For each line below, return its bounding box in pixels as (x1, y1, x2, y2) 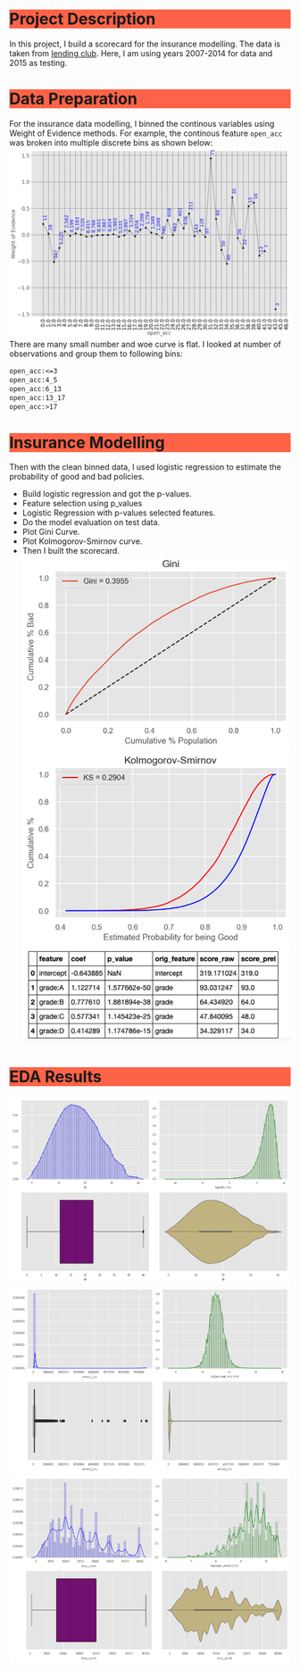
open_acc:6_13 (9, 385, 62, 394)
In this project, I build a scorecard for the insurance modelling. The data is (9, 38, 281, 49)
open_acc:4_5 (9, 376, 58, 385)
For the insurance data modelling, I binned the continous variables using (9, 118, 275, 129)
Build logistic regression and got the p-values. (21, 488, 192, 499)
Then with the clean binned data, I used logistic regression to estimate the (9, 462, 281, 472)
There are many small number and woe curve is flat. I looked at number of (9, 339, 281, 350)
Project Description (9, 9, 156, 29)
